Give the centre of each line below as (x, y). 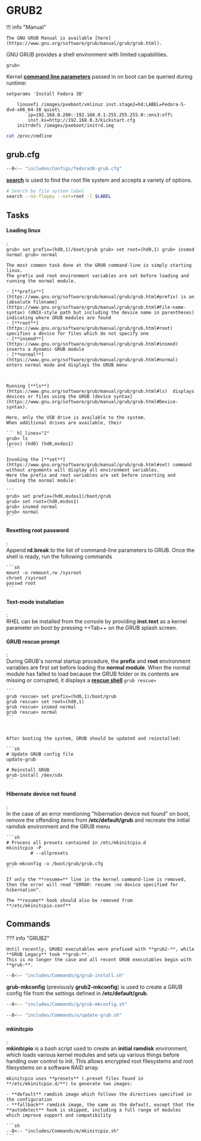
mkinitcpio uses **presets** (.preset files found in (75, 1079)
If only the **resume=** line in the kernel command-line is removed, (96, 879)
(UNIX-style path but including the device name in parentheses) (111, 313)
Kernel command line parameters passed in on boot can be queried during (100, 76)
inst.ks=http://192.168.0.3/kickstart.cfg (82, 120)
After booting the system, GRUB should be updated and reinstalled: (94, 738)
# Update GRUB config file (40, 754)
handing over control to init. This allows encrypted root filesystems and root (100, 1061)
